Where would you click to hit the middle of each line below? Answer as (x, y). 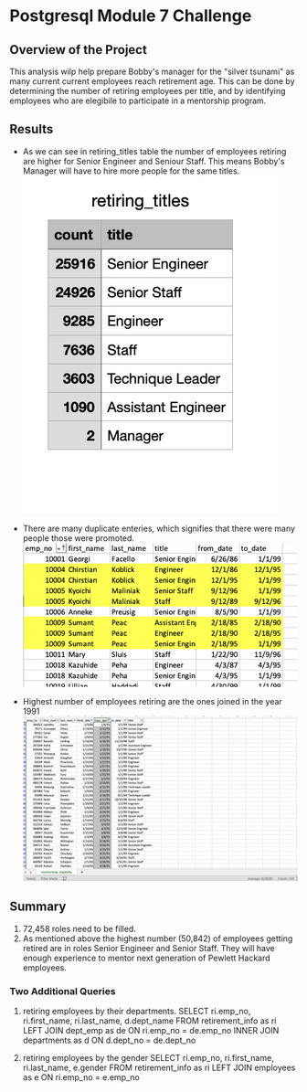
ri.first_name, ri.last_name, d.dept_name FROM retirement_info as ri (149, 1021)
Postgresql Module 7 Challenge (131, 16)
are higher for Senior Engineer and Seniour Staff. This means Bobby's (153, 161)
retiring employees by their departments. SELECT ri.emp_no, (137, 1012)
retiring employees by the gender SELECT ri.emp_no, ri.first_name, (148, 1058)
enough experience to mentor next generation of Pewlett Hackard (147, 958)
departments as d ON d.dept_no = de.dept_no (109, 1040)
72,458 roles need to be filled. (79, 928)
